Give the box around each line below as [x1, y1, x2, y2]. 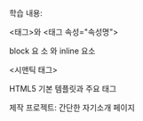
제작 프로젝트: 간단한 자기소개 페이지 [9, 102, 135, 113]
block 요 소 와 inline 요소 [9, 45, 96, 56]
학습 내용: [9, 8, 43, 18]
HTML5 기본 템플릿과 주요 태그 [9, 84, 117, 93]
